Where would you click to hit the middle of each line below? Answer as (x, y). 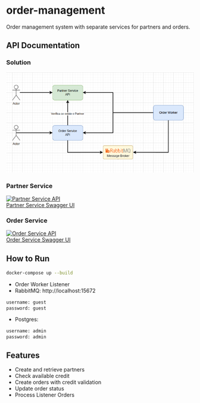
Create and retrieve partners (50, 369)
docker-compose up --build (40, 273)
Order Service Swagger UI (38, 240)
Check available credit (42, 376)
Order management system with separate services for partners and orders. (98, 27)
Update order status (39, 388)
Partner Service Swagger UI (40, 205)
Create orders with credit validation (58, 382)
